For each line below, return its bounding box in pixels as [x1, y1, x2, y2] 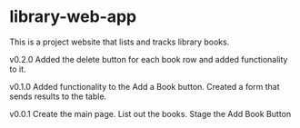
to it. [9, 64, 26, 74]
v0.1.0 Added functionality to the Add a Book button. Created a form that [9, 81, 280, 92]
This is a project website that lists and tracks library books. [9, 36, 230, 47]
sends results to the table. [9, 91, 107, 102]
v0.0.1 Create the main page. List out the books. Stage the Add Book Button [9, 108, 292, 119]
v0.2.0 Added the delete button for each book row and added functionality [9, 54, 288, 64]
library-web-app [9, 6, 137, 27]
